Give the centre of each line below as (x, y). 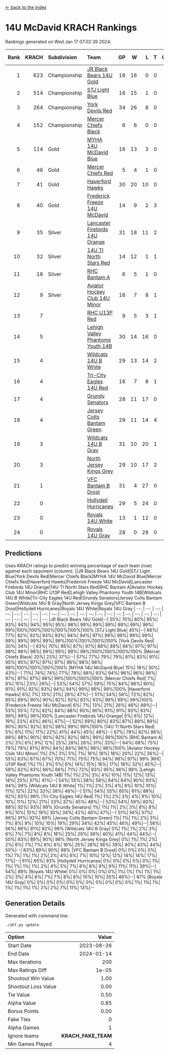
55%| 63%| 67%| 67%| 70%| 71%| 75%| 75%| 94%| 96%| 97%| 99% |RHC (83, 759)
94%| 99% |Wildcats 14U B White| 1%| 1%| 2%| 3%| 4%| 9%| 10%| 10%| (81, 785)
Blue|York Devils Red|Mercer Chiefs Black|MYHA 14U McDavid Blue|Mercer (84, 576)
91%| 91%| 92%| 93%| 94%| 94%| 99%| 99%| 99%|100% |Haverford (77, 689)
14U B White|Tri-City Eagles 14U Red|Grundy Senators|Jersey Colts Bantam (84, 597)
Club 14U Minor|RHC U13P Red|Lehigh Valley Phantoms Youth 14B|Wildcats (83, 592)
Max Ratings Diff (27, 970)
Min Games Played (30, 1044)
